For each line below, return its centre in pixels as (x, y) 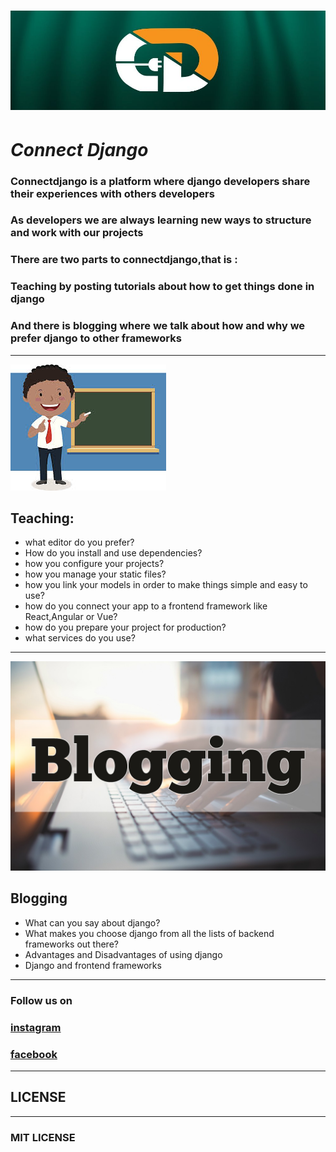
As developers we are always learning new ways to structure (161, 220)
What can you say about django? (92, 922)
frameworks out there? (71, 944)
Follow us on (41, 1000)
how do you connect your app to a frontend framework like (146, 606)
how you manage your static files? (95, 574)
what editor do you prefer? (79, 542)
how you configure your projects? (94, 564)
